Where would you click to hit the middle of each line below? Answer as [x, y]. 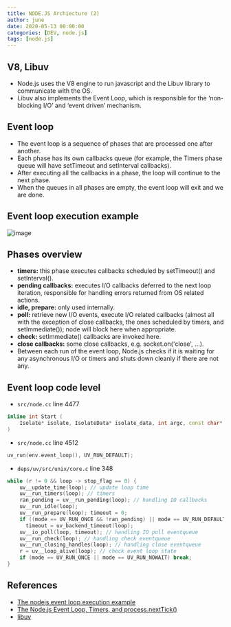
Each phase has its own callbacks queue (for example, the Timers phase [120, 158]
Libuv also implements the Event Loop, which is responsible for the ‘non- [120, 98]
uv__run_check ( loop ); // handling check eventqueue [95, 538]
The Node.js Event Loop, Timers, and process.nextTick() [97, 609]
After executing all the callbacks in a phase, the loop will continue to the [119, 173]
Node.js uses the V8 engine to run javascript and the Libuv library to [114, 83]
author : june [26, 20]
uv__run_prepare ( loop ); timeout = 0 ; [74, 513]
